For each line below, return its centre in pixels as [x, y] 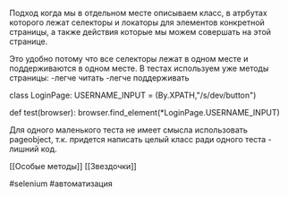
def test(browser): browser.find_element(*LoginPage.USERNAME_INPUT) [144, 112]
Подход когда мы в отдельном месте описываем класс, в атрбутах [139, 13]
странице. [29, 41]
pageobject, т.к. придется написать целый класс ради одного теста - [141, 139]
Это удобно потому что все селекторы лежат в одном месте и [129, 59]
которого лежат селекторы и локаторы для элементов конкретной [137, 22]
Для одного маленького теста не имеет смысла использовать [129, 130]
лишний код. [34, 149]
